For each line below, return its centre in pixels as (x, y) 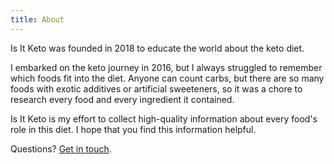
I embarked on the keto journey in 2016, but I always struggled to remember (166, 67)
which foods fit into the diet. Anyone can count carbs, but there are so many (167, 78)
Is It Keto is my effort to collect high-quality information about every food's (164, 118)
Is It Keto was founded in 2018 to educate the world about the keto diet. (157, 48)
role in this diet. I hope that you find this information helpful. (133, 129)
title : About (37, 19)
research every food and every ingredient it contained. (122, 99)
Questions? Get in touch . (61, 148)
